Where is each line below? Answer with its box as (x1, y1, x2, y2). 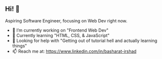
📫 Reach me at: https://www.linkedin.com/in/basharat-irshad (12, 48, 136, 54)
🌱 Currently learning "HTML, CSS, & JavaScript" (12, 32, 110, 38)
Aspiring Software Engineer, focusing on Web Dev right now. (5, 18, 128, 23)
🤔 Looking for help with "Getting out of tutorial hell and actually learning (12, 38, 158, 43)
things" (12, 42, 27, 49)
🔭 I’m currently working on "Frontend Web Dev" (12, 27, 109, 33)
